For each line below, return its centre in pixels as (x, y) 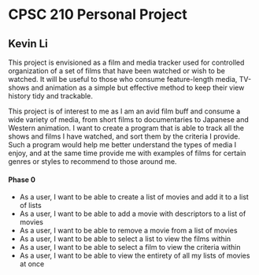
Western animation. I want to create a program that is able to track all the (126, 128)
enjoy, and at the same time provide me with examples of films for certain (127, 153)
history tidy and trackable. (50, 96)
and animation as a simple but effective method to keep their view (138, 87)
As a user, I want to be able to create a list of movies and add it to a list (134, 197)
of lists (30, 206)
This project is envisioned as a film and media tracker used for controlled (126, 62)
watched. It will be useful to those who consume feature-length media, (123, 79)
